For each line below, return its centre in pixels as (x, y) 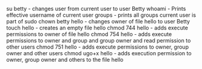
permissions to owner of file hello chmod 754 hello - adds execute (89, 34)
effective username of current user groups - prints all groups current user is (101, 15)
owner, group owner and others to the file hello (65, 60)
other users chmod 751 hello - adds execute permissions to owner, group (98, 47)
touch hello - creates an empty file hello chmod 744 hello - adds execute (97, 28)
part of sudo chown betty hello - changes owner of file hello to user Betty (98, 21)
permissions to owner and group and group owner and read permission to (99, 40)
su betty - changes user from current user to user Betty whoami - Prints (96, 9)
